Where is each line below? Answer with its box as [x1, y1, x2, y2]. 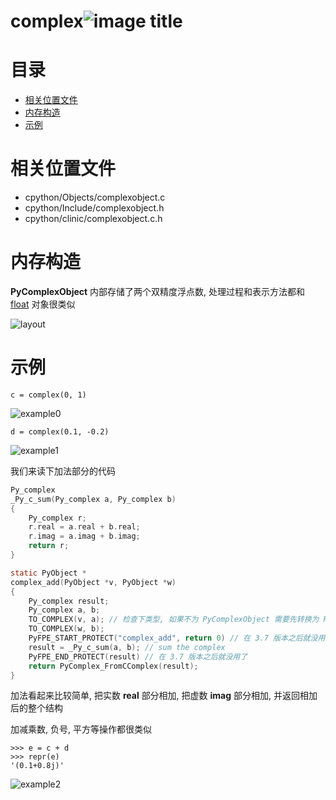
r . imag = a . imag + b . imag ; [28, 531, 141, 542]
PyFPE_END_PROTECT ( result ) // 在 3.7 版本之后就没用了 [28, 651, 248, 662]
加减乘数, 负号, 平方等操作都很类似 [10, 723, 152, 735]
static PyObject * [10, 568, 87, 578]
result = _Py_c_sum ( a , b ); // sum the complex [28, 642, 226, 652]
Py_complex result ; [28, 596, 110, 606]
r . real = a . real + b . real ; [28, 522, 141, 532]
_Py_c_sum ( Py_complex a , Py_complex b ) [10, 494, 177, 504]
